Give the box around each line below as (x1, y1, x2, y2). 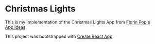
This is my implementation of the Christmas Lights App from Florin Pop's (5, 19, 151, 25)
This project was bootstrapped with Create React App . (5, 33, 114, 39)
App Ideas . (5, 24, 27, 30)
